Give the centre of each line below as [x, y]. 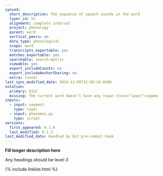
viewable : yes [24, 64]
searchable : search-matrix [37, 59]
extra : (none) [24, 78]
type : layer [26, 109]
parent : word [23, 32]
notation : [15, 87]
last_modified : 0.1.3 [31, 132]
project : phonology [29, 28]
